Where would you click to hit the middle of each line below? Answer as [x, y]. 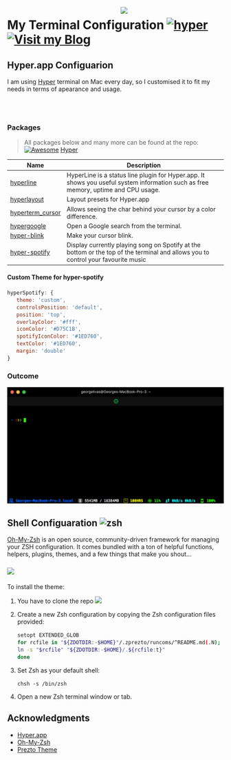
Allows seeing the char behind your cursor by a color [141, 209]
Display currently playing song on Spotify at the [133, 245]
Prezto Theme [37, 749]
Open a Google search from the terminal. [124, 226]
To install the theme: [36, 587]
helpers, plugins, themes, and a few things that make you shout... [99, 554]
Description [144, 165]
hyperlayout [27, 199]
